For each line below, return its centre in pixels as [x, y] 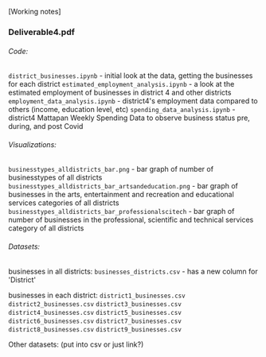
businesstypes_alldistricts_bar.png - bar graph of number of [111, 169]
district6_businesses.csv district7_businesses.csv [95, 321]
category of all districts [46, 228]
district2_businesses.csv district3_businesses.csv [95, 304]
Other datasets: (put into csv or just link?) [76, 344]
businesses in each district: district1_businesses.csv [97, 295]
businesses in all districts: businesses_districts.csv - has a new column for [133, 271]
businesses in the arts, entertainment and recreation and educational [121, 195]
